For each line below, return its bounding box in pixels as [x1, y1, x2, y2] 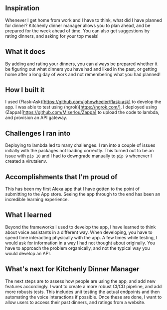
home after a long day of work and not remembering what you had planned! [5, 71, 161, 77]
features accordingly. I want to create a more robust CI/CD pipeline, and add [5, 283, 162, 289]
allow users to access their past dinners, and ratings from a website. [5, 299, 146, 305]
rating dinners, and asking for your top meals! [5, 33, 99, 39]
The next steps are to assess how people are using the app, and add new [5, 278, 156, 284]
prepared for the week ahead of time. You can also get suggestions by [5, 27, 150, 34]
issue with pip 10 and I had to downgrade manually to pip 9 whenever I [5, 153, 152, 159]
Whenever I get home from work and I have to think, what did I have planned [5, 17, 162, 23]
